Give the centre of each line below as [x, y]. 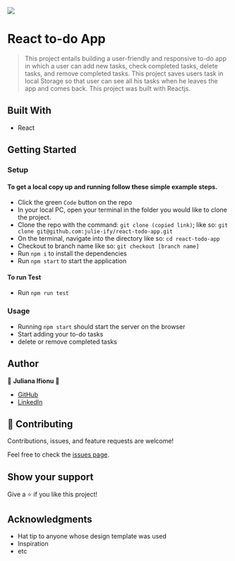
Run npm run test [43, 293]
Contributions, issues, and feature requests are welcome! [91, 441]
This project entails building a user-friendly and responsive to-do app [126, 58]
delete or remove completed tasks [67, 342]
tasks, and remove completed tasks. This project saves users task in [124, 73]
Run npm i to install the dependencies [72, 253]
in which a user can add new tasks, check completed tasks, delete [121, 66]
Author [23, 364]
